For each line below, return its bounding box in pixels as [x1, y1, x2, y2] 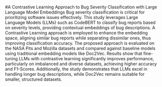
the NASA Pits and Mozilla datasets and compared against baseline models [5, 46, 156, 51]
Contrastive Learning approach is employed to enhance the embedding [5, 30, 148, 35]
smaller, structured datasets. [5, 76, 62, 82]
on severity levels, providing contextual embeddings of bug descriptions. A [5, 25, 156, 31]
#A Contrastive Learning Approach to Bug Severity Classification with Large [5, 4, 157, 10]
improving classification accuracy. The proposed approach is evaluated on [5, 40, 155, 46]
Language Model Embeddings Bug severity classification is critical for [5, 9, 145, 15]
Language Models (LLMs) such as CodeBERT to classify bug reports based [5, 19, 156, 25]
